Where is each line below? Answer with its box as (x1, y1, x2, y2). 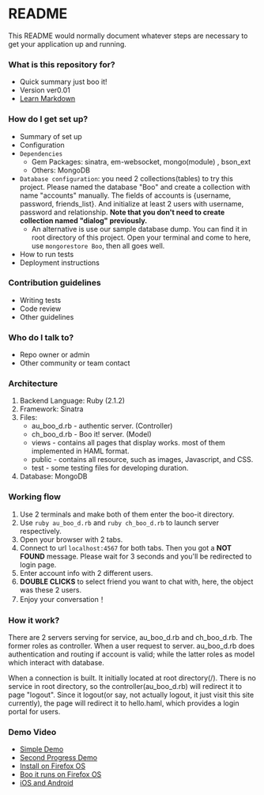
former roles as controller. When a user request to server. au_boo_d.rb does (8, 642, 255, 651)
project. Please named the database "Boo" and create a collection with (19, 182, 251, 191)
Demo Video (8, 726, 57, 737)
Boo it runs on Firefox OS (19, 770, 102, 779)
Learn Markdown (19, 94, 76, 104)
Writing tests (19, 295, 62, 305)
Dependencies (19, 150, 63, 158)
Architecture (8, 378, 58, 389)
